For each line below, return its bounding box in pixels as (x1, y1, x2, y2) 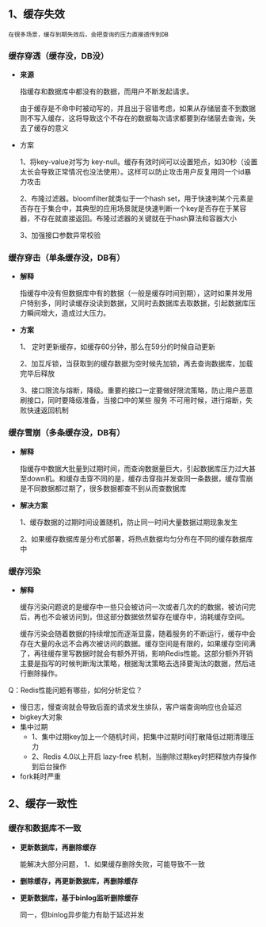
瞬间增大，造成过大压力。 (26, 308, 111, 318)
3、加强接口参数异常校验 (19, 231, 101, 240)
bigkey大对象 (19, 712, 63, 722)
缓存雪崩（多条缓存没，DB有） (8, 427, 125, 439)
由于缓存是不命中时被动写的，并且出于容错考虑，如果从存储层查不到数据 (19, 104, 256, 113)
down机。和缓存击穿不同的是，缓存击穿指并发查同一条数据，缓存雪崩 (26, 473, 253, 483)
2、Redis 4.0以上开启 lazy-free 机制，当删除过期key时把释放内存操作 (31, 752, 257, 761)
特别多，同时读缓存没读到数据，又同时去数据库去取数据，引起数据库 (26, 298, 249, 308)
